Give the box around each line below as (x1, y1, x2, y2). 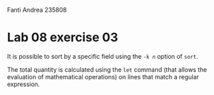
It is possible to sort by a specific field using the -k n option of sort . (7, 52, 198, 60)
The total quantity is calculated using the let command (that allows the (7, 65, 207, 74)
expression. (7, 80, 40, 88)
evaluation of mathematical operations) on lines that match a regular (7, 72, 200, 81)
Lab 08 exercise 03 (7, 30, 118, 45)
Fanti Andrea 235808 (7, 6, 67, 14)
